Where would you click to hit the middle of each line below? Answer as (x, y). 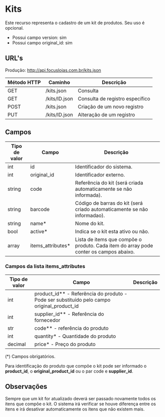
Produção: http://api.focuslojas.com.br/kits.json (53, 70)
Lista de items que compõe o (109, 239)
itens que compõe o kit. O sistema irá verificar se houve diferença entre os (81, 404)
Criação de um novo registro (111, 106)
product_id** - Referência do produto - (81, 293)
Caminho (59, 82)
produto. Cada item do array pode (114, 245)
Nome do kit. (90, 223)
